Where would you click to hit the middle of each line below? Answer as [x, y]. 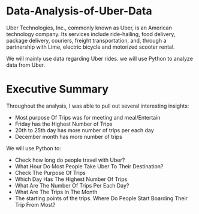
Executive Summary [58, 89]
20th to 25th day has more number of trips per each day [84, 130]
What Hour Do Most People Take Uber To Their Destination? [89, 166]
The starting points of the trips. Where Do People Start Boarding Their [101, 198]
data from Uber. [26, 65]
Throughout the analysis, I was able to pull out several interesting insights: [98, 106]
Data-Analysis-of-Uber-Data [79, 11]
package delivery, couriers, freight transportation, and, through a [86, 40]
